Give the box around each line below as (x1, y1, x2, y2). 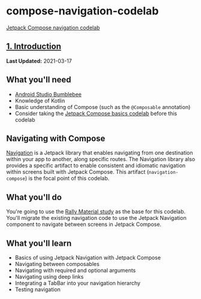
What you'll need (6, 75, 71, 85)
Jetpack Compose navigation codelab (6, 24, 100, 31)
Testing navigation (14, 286, 61, 293)
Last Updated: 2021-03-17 (6, 57, 72, 64)
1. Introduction (6, 41, 61, 52)
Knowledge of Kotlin (14, 97, 65, 104)
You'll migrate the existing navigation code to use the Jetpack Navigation (6, 215, 187, 222)
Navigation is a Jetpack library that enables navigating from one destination (6, 149, 193, 156)
